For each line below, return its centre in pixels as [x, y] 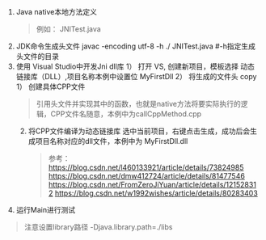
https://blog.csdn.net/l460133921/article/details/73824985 [146, 167]
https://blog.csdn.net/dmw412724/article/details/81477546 [146, 176]
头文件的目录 [37, 56]
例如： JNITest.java [68, 29]
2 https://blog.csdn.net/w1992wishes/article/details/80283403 [153, 193]
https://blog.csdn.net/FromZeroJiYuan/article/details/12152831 [152, 185]
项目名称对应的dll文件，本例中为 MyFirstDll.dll [112, 141]
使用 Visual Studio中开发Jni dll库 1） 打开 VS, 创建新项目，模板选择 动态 [135, 66]
